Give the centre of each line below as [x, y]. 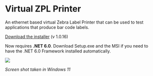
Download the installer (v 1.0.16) [37, 37]
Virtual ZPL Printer [43, 9]
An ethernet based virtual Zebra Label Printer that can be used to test [74, 22]
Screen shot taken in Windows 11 [38, 69]
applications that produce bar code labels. [47, 27]
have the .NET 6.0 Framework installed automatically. [58, 51]
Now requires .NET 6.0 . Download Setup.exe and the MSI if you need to [77, 46]
